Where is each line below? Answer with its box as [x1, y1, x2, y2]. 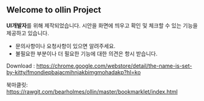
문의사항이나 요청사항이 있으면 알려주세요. [15, 42, 116, 49]
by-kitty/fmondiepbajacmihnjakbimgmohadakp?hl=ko [6, 68, 141, 75]
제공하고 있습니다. [6, 29, 50, 37]
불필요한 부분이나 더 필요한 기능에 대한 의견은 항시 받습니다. [15, 50, 158, 57]
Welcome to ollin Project [6, 5, 101, 15]
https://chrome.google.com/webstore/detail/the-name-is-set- [36, 62, 192, 69]
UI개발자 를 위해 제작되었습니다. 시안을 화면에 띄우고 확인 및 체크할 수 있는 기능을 [6, 21, 198, 29]
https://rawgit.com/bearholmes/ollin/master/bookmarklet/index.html [6, 88, 178, 95]
